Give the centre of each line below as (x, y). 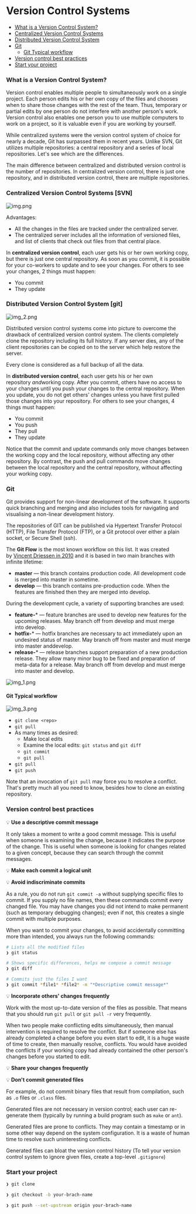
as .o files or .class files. (36, 1098)
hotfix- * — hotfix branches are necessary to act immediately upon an (98, 633)
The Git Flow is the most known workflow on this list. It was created (88, 549)
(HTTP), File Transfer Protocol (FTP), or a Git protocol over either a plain (93, 532)
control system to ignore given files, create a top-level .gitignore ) (86, 1156)
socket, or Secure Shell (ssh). (42, 538)
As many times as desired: (47, 733)
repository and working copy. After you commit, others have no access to (94, 382)
